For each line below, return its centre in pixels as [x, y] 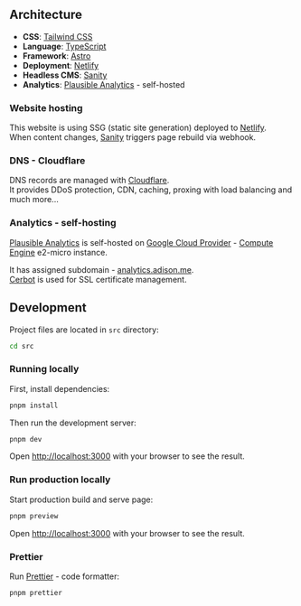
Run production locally [60, 480]
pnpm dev [26, 439]
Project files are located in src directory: [85, 330]
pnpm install [34, 406]
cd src [22, 346]
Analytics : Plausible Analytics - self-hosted [103, 84]
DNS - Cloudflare [47, 161]
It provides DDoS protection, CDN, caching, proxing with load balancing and [151, 190]
